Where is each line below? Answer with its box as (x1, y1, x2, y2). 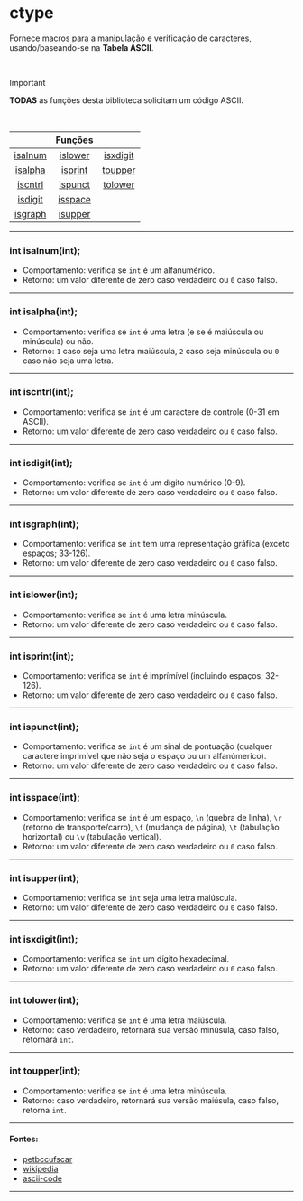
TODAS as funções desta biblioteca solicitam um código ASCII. (9, 94, 244, 106)
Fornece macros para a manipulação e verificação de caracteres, (9, 33, 252, 43)
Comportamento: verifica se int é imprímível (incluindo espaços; (22, 671, 264, 681)
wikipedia (22, 1164, 59, 1174)
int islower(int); (9, 588, 78, 601)
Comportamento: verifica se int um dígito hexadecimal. (22, 953, 230, 964)
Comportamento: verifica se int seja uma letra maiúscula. (22, 892, 238, 903)
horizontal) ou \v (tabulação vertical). (22, 830, 162, 842)
